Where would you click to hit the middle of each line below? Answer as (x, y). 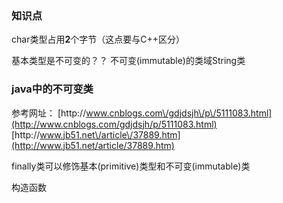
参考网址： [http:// (49, 113)
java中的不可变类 (52, 89)
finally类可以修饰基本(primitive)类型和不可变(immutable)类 (131, 166)
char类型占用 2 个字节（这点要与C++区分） (98, 39)
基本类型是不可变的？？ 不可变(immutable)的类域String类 (128, 61)
